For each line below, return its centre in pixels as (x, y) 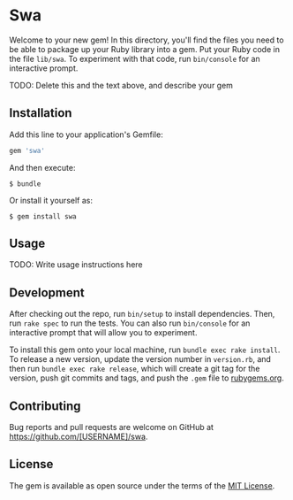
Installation (41, 113)
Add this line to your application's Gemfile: (86, 135)
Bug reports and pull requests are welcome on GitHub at (112, 427)
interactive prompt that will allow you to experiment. (103, 333)
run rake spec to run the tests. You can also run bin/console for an (130, 323)
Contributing (45, 406)
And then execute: (42, 167)
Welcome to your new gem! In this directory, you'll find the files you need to (146, 40)
